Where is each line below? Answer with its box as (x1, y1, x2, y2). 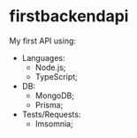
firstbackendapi (9, 6, 129, 27)
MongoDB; (34, 90, 75, 101)
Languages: (21, 52, 65, 63)
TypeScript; (34, 71, 78, 81)
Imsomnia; (34, 118, 73, 129)
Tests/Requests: (21, 109, 81, 119)
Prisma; (34, 99, 64, 110)
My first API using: (9, 35, 77, 46)
